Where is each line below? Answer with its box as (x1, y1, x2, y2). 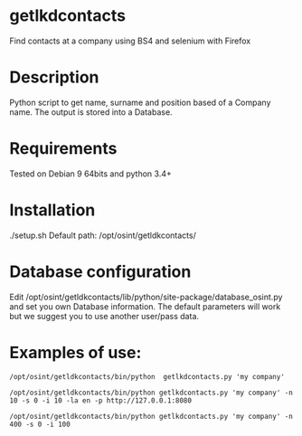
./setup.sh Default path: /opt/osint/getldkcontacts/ (9, 230, 196, 241)
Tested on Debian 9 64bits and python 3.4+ (9, 168, 172, 179)
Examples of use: (9, 342, 142, 363)
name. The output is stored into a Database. (9, 106, 174, 118)
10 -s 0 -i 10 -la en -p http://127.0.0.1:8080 (9, 395, 193, 405)
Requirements (9, 138, 118, 159)
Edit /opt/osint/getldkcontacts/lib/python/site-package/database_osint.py (9, 291, 283, 302)
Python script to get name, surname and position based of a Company (9, 97, 271, 108)
